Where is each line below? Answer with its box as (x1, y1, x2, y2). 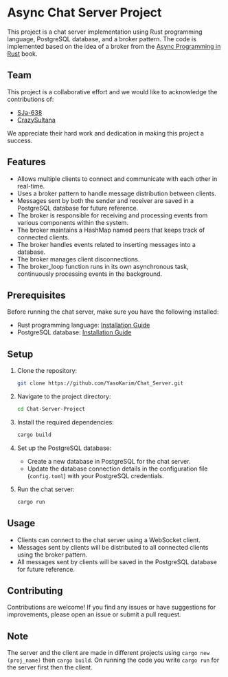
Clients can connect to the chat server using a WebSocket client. (16, 535, 201, 544)
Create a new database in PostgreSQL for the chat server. (27, 457, 191, 465)
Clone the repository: (16, 367, 78, 375)
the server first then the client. (7, 663, 93, 671)
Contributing (7, 585, 63, 597)
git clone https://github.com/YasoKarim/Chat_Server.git (16, 380, 184, 387)
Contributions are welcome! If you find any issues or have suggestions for (7, 603, 216, 612)
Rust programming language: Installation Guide (16, 321, 150, 330)
